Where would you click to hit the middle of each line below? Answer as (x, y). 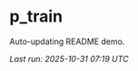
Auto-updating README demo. (67, 41)
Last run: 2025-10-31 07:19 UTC (69, 58)
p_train (36, 17)
